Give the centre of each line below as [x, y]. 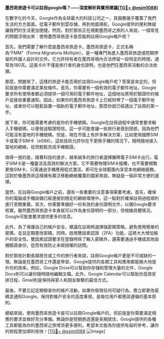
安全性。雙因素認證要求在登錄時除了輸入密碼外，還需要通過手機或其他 [84, 239]
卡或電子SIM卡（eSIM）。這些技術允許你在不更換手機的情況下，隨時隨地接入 [81, 141]
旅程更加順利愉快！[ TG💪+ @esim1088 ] [57, 331]
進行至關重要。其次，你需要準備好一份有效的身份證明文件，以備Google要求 [81, 204]
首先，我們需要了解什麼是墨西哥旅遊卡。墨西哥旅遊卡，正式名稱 [69, 47]
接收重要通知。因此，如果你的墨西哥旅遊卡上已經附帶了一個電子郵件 [82, 100]
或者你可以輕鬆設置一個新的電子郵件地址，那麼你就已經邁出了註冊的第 [84, 106]
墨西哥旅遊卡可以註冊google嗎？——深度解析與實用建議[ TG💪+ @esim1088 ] [82, 8]
